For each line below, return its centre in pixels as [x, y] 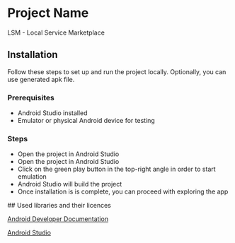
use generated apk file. [41, 79]
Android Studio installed [52, 113]
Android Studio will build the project [70, 184]
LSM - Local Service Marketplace [56, 32]
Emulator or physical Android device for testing [86, 121]
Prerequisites [31, 97]
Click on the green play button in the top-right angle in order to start [116, 169]
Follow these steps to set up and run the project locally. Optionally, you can [117, 71]
